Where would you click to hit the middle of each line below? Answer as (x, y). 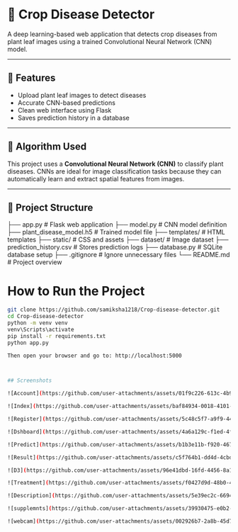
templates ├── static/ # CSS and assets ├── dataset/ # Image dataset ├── (118, 239)
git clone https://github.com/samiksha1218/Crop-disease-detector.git (114, 310)
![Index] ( (22, 407)
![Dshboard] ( (27, 431)
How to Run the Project (76, 291)
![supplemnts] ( (30, 509)
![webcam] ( (23, 521)
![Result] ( (23, 457)
